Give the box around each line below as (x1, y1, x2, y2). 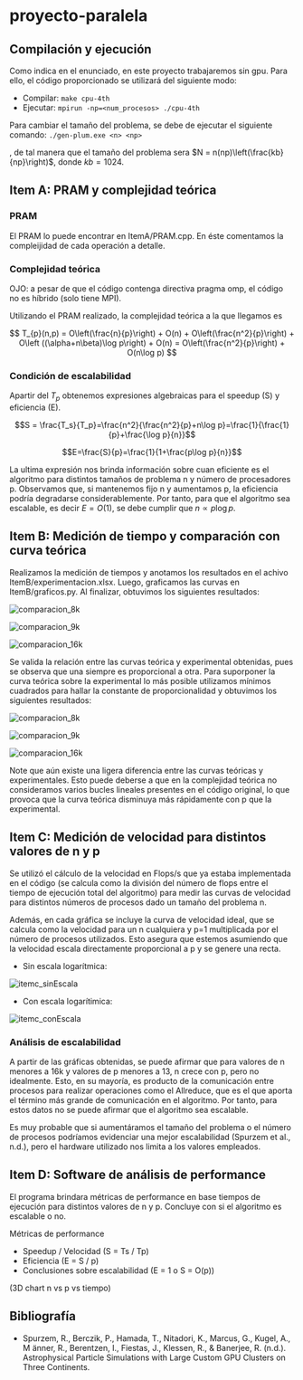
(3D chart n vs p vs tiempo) (9, 1282, 111, 1293)
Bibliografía (9, 1309, 77, 1324)
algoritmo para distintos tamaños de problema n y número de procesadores (9, 474, 291, 485)
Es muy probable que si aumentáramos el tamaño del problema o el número (9, 1122, 292, 1132)
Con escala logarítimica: (22, 995, 113, 1006)
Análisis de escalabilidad (9, 1035, 122, 1048)
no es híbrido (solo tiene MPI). (9, 292, 122, 303)
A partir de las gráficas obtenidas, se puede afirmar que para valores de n (9, 1056, 285, 1067)
